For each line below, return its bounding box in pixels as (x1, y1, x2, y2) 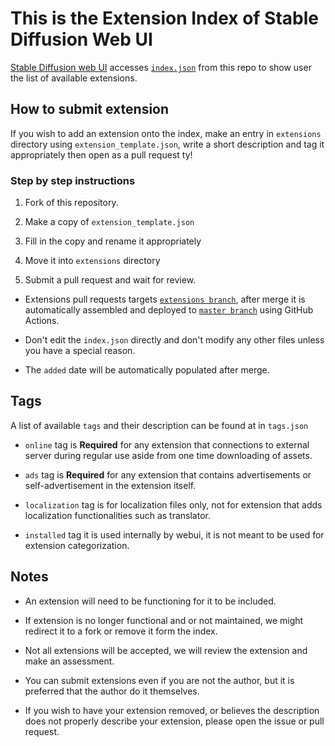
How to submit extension (10, 101, 170, 118)
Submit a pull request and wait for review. (24, 274, 197, 286)
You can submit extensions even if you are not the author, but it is (24, 674, 295, 686)
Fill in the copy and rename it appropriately (24, 235, 202, 247)
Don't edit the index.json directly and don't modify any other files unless (24, 334, 325, 346)
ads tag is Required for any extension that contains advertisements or (24, 468, 312, 481)
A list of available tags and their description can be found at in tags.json (10, 419, 309, 431)
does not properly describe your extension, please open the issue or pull (24, 715, 325, 727)
